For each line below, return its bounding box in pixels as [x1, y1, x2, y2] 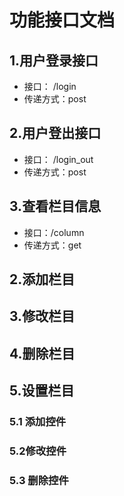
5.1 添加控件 [9, 415, 67, 429]
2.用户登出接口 [9, 125, 102, 142]
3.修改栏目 [9, 308, 76, 325]
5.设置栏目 [9, 382, 75, 400]
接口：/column [23, 226, 85, 238]
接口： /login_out [23, 153, 94, 165]
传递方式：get [23, 239, 82, 251]
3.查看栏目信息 [9, 198, 102, 215]
